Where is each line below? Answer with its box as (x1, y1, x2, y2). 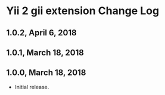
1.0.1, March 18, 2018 (6, 47, 85, 57)
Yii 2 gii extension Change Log (6, 4, 160, 18)
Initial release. (14, 83, 49, 90)
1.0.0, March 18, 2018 (6, 68, 86, 78)
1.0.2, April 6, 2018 (6, 28, 77, 38)
